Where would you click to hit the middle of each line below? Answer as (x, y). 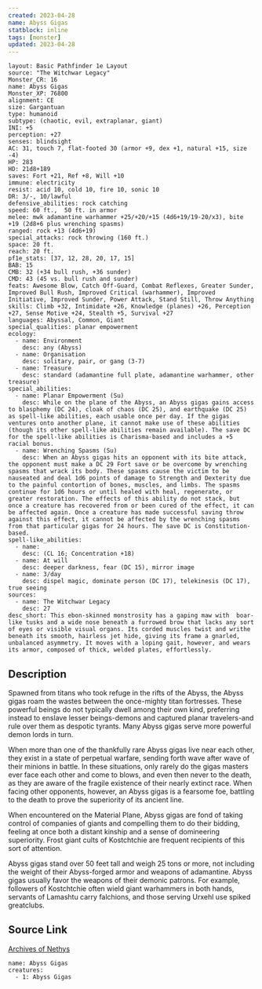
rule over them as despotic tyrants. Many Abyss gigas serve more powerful (130, 726)
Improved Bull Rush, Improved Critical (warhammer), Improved (112, 293)
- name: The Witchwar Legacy (63, 602)
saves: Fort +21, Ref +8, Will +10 (66, 176)
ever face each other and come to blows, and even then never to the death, (130, 775)
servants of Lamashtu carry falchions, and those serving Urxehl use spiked (129, 896)
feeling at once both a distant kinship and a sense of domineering (114, 831)
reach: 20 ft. (31, 252)
